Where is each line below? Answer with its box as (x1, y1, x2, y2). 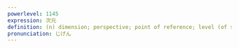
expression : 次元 (7, 17, 57, 24)
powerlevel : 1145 (7, 10, 59, 18)
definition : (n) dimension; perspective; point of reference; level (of (7, 23, 228, 30)
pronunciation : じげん (7, 30, 72, 37)
